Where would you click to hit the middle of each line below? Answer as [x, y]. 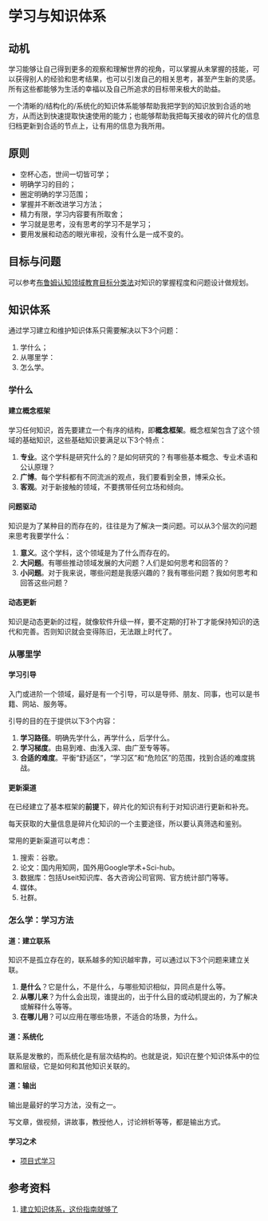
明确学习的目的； [48, 184]
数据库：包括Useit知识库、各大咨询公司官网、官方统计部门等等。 [126, 878]
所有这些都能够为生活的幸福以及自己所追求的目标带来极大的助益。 [116, 89]
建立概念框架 [29, 410]
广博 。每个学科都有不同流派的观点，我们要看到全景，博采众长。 [124, 476]
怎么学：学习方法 [41, 920]
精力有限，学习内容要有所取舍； [72, 214]
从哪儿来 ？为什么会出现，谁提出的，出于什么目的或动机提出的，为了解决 [138, 997]
